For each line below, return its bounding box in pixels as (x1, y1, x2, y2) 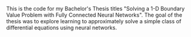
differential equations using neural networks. (6, 24, 117, 31)
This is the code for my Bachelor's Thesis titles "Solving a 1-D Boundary (6, 5, 185, 12)
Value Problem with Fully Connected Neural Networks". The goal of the (6, 11, 183, 18)
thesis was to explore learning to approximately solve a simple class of (6, 18, 182, 24)
